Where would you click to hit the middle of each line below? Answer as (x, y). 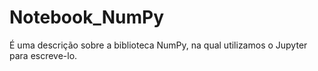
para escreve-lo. (43, 55)
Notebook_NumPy (87, 17)
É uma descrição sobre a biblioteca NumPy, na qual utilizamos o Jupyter (158, 45)
